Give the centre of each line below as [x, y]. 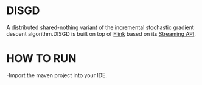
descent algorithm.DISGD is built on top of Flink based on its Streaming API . [101, 33]
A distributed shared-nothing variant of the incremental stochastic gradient [100, 27]
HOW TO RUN [41, 59]
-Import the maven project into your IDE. [57, 75]
